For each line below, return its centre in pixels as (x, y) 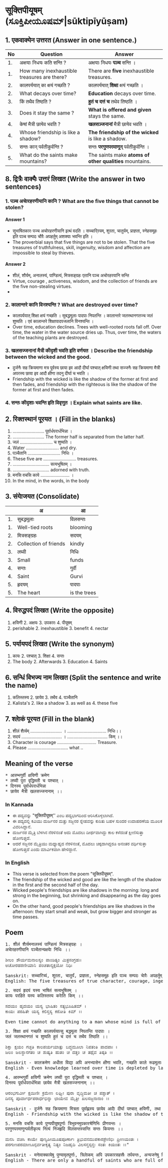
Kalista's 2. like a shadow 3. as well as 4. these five (65, 703)
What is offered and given (120, 110)
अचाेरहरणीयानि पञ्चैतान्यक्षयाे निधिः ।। (38, 950)
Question (51, 54)
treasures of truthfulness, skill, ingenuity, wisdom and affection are (81, 247)
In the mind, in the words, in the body (51, 481)
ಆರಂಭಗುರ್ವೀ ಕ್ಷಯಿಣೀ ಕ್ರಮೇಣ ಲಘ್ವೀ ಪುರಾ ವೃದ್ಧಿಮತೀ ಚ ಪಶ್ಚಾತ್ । (60, 1093)
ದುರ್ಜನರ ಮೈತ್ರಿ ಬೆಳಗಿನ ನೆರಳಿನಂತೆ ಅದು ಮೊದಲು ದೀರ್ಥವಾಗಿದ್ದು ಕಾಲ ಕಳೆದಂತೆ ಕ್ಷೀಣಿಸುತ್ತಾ (78, 832)
